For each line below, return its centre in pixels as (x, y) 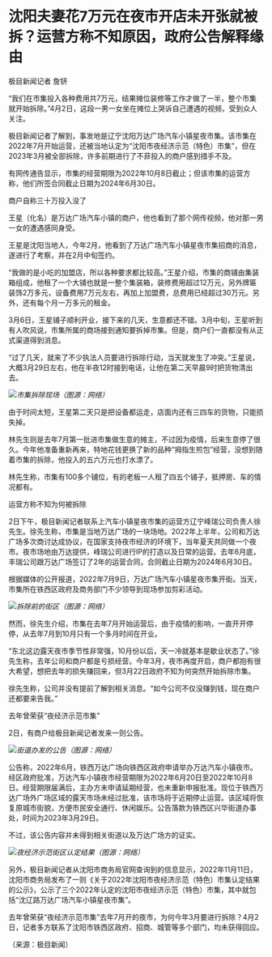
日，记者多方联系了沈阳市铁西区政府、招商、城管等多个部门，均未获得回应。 (136, 927)
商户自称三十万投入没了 (47, 200)
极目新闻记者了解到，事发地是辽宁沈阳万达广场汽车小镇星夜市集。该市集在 (132, 135)
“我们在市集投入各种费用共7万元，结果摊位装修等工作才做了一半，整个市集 (133, 98)
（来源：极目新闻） (40, 944)
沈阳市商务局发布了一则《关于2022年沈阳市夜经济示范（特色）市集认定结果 (134, 879)
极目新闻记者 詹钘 (38, 81)
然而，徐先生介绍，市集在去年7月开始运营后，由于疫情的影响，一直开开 (127, 623)
